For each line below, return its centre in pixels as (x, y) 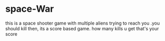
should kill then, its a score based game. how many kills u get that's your (82, 28)
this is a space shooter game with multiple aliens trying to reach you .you (83, 23)
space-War (30, 9)
